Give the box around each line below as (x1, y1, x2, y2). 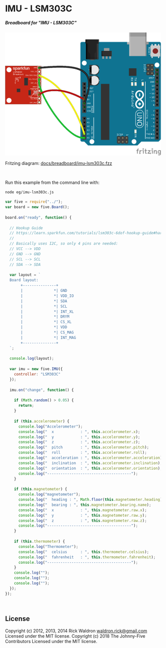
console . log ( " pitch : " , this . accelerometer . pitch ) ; (18, 445, 149, 450)
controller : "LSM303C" (14, 372, 61, 377)
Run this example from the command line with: (5, 179, 100, 186)
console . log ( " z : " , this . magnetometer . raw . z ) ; (18, 518, 147, 523)
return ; (18, 403, 35, 408)
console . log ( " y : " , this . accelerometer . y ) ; (18, 434, 140, 439)
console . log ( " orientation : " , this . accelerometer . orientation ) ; (18, 466, 163, 471)
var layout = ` (9, 272, 41, 277)
